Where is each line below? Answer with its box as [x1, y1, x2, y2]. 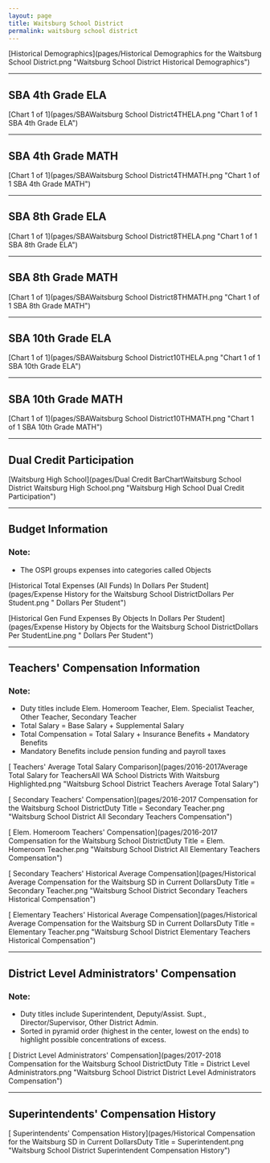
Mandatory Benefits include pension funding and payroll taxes [19, 747, 227, 756]
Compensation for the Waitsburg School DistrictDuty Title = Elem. [8, 836, 225, 846]
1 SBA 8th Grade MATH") [8, 300, 91, 310]
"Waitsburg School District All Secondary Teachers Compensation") [8, 812, 233, 822]
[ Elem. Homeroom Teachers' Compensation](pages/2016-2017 [8, 827, 219, 838]
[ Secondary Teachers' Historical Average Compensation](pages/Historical [8, 869, 256, 879]
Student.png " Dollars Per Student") [8, 598, 127, 607]
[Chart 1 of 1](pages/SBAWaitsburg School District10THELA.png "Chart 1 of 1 [8, 353, 261, 362]
